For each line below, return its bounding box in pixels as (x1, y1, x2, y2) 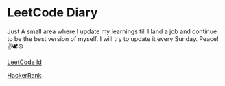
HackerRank (7, 71, 43, 79)
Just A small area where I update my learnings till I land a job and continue (7, 27, 217, 35)
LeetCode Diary (7, 5, 98, 20)
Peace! (198, 34, 219, 42)
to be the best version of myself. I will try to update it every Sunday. (7, 34, 198, 42)
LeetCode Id (7, 58, 43, 66)
